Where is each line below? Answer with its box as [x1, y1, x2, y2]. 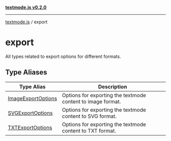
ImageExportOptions [8, 95, 58, 102]
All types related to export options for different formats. [5, 53, 121, 59]
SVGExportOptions [8, 109, 53, 116]
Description [98, 83, 127, 90]
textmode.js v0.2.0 [5, 5, 47, 10]
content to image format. [62, 98, 121, 105]
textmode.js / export [5, 19, 48, 25]
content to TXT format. [62, 127, 116, 134]
